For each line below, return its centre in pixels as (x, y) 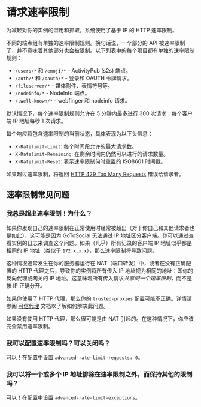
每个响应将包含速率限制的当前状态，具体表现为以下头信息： (80, 133)
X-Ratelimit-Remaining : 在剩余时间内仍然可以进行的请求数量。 (92, 154)
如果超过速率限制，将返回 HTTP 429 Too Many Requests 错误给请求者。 (95, 174)
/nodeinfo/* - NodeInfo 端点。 (52, 93)
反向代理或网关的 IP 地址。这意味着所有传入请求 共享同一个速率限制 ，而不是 (99, 278)
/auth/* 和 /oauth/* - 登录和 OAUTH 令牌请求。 (74, 78)
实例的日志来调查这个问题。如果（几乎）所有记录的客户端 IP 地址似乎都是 (102, 243)
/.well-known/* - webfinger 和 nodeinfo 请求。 (72, 100)
